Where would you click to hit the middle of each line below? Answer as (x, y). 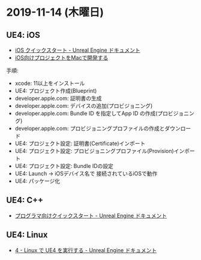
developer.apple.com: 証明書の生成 (58, 98)
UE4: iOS (23, 35)
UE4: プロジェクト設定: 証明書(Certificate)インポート (80, 143)
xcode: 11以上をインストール (50, 83)
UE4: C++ (25, 200)
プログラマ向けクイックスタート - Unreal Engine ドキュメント (91, 215)
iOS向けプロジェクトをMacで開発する (61, 57)
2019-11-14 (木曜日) (55, 12)
